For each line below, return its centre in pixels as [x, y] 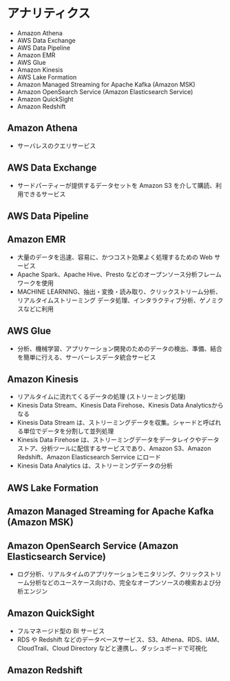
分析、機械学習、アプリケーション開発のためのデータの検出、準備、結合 [119, 348]
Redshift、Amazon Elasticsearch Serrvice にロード [89, 457]
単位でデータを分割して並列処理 [69, 431]
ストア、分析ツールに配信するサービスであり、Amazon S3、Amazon [114, 448]
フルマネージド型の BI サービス [61, 631]
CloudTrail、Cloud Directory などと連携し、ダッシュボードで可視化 [112, 648]
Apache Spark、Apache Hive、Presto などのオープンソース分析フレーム [119, 274]
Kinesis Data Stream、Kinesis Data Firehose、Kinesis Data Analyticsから [120, 405]
